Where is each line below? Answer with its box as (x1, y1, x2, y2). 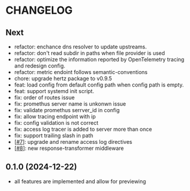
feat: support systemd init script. (14, 88, 95, 94)
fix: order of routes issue (14, 94, 75, 101)
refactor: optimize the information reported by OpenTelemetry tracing (14, 56, 185, 63)
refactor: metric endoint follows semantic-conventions (14, 69, 148, 75)
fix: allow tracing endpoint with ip (14, 113, 96, 120)
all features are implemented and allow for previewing (14, 177, 147, 185)
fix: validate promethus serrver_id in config (14, 107, 120, 113)
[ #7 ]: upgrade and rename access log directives (14, 138, 132, 145)
